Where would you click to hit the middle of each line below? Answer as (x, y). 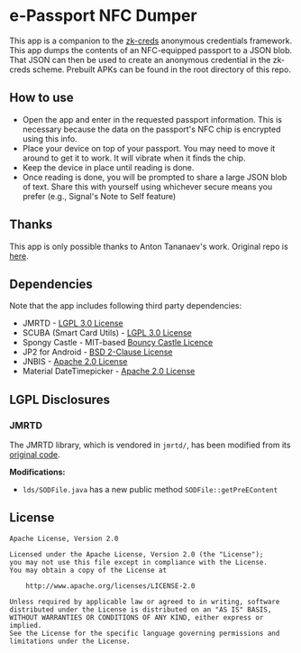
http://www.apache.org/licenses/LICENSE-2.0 (110, 586)
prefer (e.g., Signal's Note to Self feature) (99, 196)
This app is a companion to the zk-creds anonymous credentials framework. (151, 41)
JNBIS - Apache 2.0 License (75, 362)
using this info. (50, 138)
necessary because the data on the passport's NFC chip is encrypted (151, 129)
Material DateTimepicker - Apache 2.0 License (109, 372)
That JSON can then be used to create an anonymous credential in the (140, 60)
